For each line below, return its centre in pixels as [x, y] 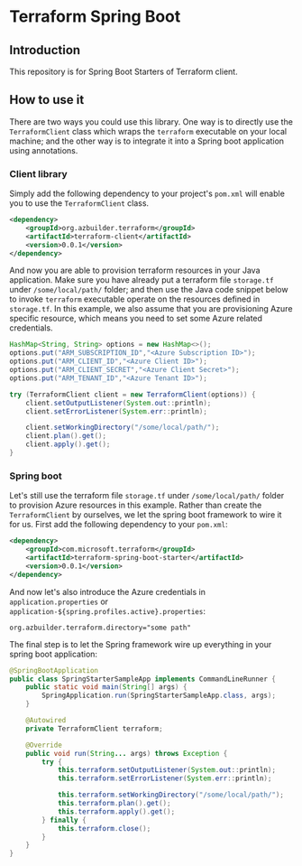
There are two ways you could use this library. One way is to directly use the [151, 121]
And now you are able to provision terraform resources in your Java [135, 270]
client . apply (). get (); [68, 444]
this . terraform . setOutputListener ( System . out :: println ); [167, 770]
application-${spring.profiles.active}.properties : [107, 610]
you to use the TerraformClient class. [79, 203]
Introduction [45, 50]
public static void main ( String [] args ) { [106, 687]
